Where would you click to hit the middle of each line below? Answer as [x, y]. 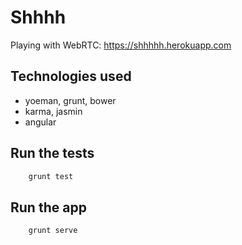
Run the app [48, 207]
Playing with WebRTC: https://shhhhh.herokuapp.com [121, 45]
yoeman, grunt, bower [70, 100]
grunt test [51, 176]
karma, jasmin [53, 111]
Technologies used [71, 76]
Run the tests [52, 153]
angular [40, 122]
